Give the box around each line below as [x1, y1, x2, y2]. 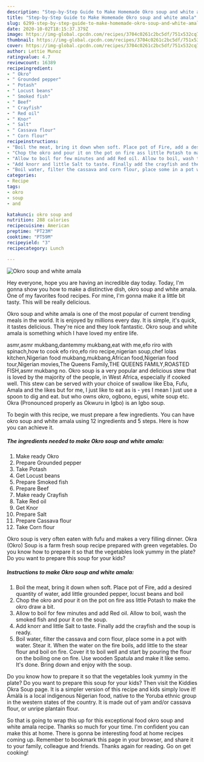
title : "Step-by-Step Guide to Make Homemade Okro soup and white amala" [7, 15, 197, 21]
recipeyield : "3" [7, 239, 51, 246]
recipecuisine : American [7, 222, 70, 229]
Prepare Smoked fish [15, 478, 68, 486]
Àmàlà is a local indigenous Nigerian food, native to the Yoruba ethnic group [7, 692, 197, 700]
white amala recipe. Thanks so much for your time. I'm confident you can [7, 723, 189, 730]
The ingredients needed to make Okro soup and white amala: [7, 438, 164, 445]
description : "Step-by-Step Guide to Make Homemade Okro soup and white [7, 8, 194, 15]
